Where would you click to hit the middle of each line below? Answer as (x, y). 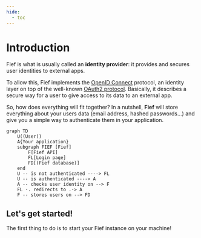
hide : (13, 12)
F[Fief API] (43, 152)
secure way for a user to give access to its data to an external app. (89, 95)
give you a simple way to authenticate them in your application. (85, 120)
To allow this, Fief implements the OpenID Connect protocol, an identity (95, 83)
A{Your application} (43, 142)
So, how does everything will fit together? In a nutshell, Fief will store (92, 107)
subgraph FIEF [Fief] (44, 147)
